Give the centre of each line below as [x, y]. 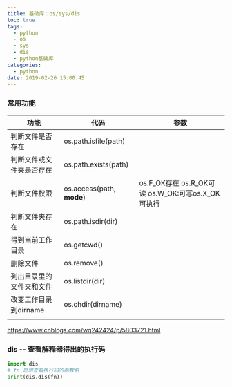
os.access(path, [90, 189]
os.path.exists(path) [96, 164]
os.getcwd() [84, 245]
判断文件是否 [32, 136]
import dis [23, 364]
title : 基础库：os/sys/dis [44, 13]
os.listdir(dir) [85, 281]
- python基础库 [33, 59]
